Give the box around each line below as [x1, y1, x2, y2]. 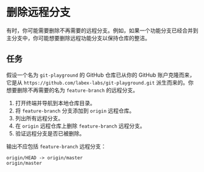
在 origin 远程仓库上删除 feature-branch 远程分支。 [15, 122, 146, 129]
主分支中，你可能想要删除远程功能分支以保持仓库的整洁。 [6, 34, 150, 41]
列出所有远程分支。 [15, 114, 64, 122]
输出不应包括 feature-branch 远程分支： [6, 142, 107, 150]
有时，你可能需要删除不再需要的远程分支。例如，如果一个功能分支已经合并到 [6, 27, 199, 34]
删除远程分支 [6, 5, 71, 19]
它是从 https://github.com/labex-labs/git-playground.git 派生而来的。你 [6, 78, 194, 86]
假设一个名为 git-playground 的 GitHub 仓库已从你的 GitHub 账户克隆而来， [6, 71, 195, 78]
